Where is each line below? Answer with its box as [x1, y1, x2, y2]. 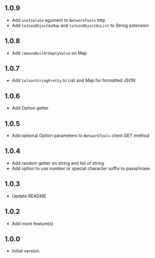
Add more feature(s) [11, 220, 53, 226]
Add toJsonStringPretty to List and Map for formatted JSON [11, 77, 136, 83]
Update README [11, 193, 47, 199]
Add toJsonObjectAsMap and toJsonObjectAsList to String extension [11, 22, 149, 28]
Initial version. [11, 248, 41, 254]
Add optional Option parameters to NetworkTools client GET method [11, 132, 150, 138]
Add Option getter [11, 105, 49, 111]
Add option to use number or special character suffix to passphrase [11, 165, 150, 171]
